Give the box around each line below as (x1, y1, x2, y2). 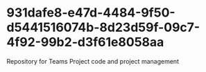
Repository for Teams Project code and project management (6, 57, 180, 65)
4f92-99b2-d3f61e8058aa (6, 35, 164, 50)
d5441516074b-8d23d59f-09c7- (6, 19, 200, 35)
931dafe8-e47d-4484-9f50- (6, 5, 175, 21)
